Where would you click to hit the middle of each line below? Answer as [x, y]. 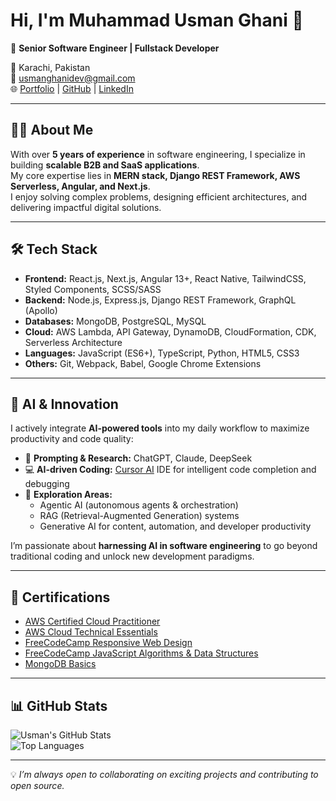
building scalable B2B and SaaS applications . [105, 165]
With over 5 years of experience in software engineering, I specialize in [158, 154]
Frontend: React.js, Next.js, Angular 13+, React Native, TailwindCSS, [165, 278]
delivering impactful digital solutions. [86, 207]
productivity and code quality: [72, 439]
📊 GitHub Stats [59, 705]
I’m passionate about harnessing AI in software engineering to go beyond [164, 546]
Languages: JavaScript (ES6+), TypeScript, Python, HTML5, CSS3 [162, 353]
